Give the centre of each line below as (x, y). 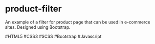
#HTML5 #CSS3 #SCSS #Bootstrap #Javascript (53, 36)
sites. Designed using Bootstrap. (38, 27)
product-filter (33, 9)
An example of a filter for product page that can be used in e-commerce (78, 22)
